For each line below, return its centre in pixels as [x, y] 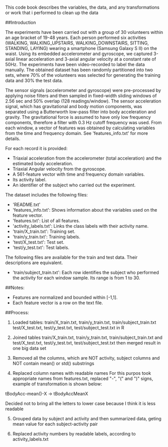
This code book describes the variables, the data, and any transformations [82, 7]
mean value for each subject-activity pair [55, 424]
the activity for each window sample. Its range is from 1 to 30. [76, 278]
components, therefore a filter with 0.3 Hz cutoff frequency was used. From [83, 122]
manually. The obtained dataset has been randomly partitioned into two [79, 70]
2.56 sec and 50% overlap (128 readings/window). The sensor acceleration [83, 101]
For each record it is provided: [36, 148]
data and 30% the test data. [34, 81]
